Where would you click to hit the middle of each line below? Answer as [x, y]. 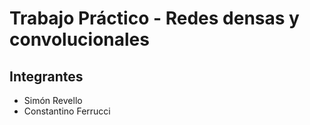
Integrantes [46, 76]
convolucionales [79, 39]
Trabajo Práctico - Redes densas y [154, 18]
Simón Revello [53, 100]
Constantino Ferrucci [67, 111]
